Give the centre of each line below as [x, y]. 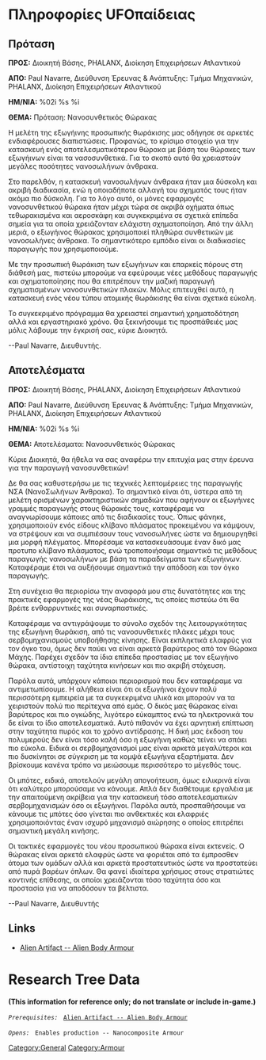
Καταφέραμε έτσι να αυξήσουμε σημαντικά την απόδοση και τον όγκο [124, 567]
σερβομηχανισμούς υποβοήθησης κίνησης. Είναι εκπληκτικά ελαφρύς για [130, 640]
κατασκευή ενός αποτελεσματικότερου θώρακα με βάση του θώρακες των [132, 149]
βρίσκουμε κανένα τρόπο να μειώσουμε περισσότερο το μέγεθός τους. [125, 764]
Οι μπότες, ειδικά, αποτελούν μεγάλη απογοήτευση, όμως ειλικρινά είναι [129, 780]
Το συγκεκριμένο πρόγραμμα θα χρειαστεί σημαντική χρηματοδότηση [123, 313]
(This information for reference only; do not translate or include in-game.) [132, 1001]
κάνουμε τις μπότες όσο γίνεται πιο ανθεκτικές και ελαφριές [109, 814]
